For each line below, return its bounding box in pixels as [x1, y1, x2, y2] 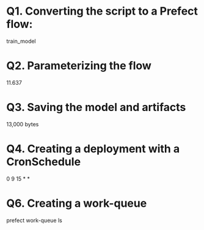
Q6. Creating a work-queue [6, 196, 147, 210]
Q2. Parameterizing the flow [6, 59, 151, 73]
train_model [6, 37, 37, 45]
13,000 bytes [6, 120, 39, 128]
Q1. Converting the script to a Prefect [6, 4, 199, 18]
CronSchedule [6, 155, 81, 168]
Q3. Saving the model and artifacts [6, 101, 186, 114]
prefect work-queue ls [6, 217, 62, 224]
